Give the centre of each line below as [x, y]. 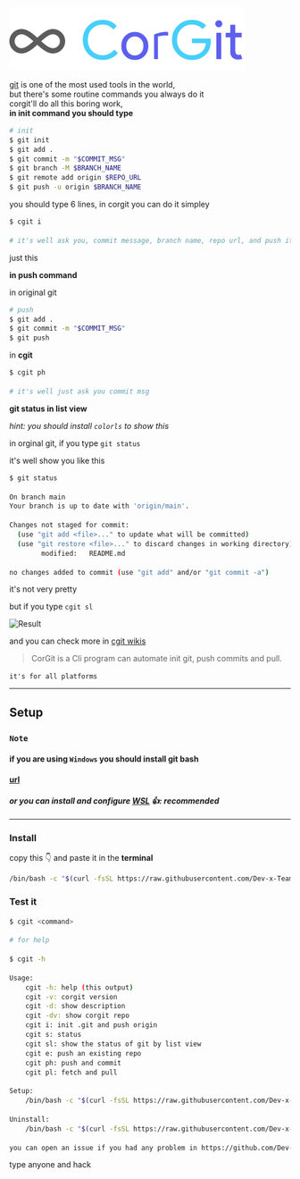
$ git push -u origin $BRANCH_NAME [75, 187]
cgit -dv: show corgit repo [77, 1016]
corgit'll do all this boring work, [66, 103]
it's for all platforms [54, 677]
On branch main [37, 497]
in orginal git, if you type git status [75, 443]
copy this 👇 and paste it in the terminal [81, 858]
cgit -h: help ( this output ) [79, 987]
